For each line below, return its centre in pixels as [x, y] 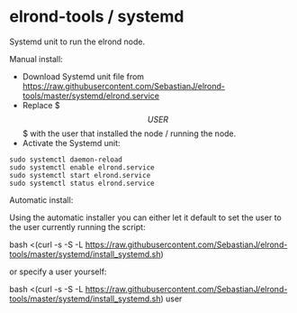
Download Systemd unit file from [83, 76]
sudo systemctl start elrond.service [80, 175]
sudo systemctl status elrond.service [82, 183]
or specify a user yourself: [58, 272]
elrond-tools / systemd [97, 17]
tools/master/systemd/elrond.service [91, 96]
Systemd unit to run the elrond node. [77, 41]
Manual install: [36, 59]
